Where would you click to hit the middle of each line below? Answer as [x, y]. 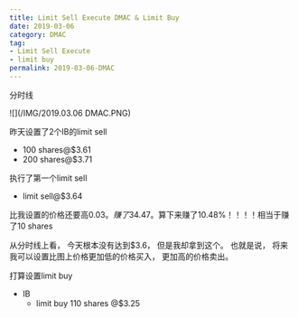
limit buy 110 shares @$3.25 [88, 303]
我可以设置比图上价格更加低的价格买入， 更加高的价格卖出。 [121, 256]
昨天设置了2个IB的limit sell [58, 131]
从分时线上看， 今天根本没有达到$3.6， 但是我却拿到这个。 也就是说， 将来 [149, 245]
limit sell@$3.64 [52, 196]
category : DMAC [38, 34]
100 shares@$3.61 [57, 149]
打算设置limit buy [41, 276]
